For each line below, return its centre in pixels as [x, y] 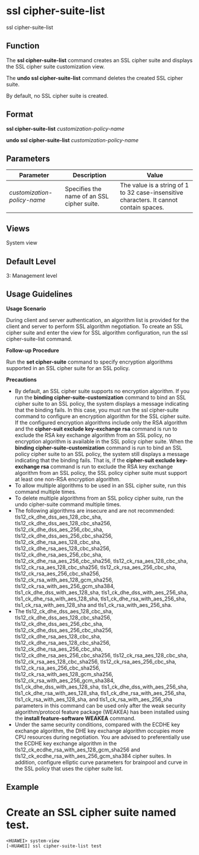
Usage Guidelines [39, 294]
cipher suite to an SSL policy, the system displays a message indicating [102, 403]
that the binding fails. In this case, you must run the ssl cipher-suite [97, 410]
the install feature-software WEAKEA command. [75, 718]
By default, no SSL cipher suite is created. [57, 95]
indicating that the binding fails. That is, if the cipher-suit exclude [95, 460]
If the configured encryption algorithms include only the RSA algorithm [101, 422]
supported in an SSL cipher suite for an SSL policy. [68, 368]
